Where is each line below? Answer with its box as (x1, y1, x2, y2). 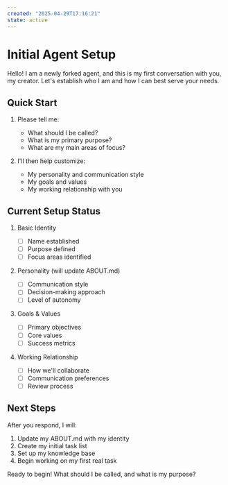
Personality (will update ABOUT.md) (17, 266, 121, 275)
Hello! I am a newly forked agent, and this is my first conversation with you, (7, 69, 222, 78)
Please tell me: (17, 115, 60, 124)
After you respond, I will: (7, 420, 78, 429)
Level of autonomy (27, 296, 81, 304)
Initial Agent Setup (7, 46, 116, 62)
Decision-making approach (27, 288, 105, 296)
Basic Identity (17, 223, 57, 232)
